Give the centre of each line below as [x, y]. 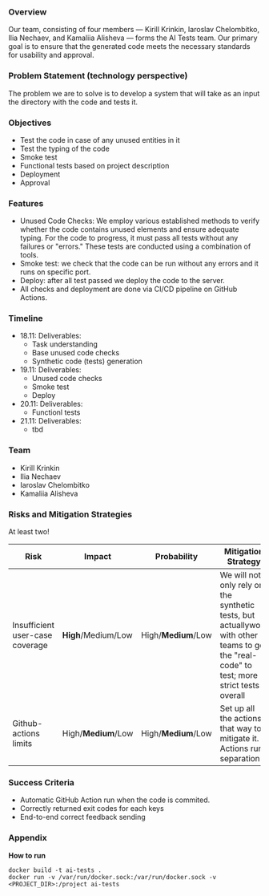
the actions [241, 719]
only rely [236, 586]
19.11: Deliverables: [50, 370]
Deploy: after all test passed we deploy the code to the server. [122, 281]
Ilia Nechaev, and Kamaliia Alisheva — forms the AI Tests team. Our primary [133, 38]
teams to [236, 646]
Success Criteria [41, 782]
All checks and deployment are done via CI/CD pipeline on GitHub [128, 289]
